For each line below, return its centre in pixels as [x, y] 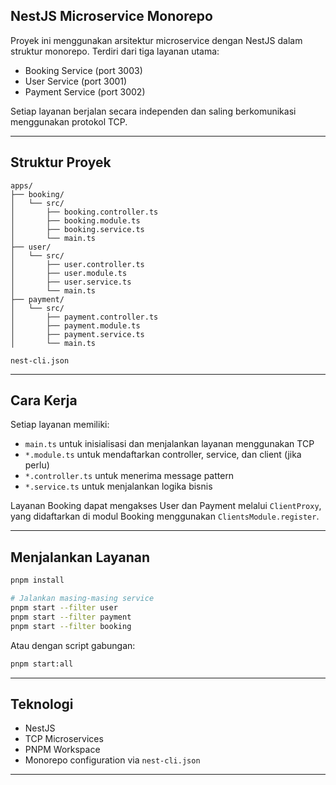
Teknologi [42, 704]
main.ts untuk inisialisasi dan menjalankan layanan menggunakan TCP [169, 444]
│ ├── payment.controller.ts [84, 317]
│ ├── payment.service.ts [77, 334]
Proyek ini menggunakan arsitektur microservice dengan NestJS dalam [156, 40]
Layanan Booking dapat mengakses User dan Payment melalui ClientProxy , [166, 506]
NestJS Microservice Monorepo [111, 16]
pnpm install [37, 580]
